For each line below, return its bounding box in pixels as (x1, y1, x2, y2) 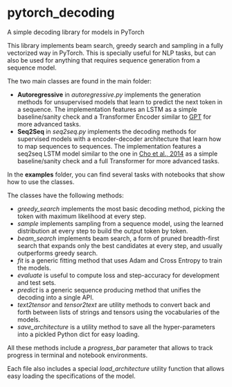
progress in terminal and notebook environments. (7, 351, 148, 359)
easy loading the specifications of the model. (7, 372, 136, 380)
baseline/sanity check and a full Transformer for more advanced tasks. (17, 156, 220, 165)
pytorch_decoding (7, 5, 115, 21)
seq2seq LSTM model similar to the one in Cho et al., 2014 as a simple (17, 149, 218, 158)
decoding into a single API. (17, 293, 94, 302)
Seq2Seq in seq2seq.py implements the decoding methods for (17, 127, 197, 135)
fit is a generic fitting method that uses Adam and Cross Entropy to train (17, 256, 223, 265)
